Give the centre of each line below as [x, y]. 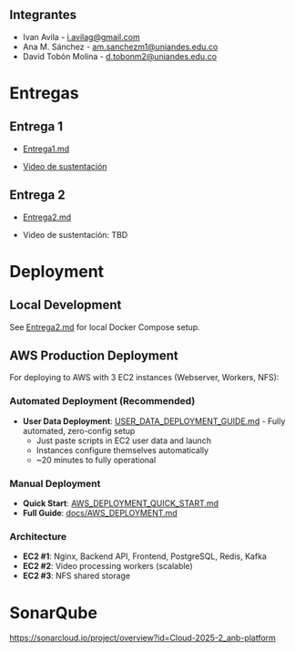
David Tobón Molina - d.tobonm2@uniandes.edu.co [119, 56]
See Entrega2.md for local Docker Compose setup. [105, 326]
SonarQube [54, 612]
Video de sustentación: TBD [75, 234]
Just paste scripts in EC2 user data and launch [124, 440]
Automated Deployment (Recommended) [102, 401]
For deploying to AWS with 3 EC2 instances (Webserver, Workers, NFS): [144, 378]
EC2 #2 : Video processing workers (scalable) [107, 566]
